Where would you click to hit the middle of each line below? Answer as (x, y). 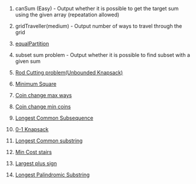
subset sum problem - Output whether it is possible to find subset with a (102, 55)
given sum (28, 61)
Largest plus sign (36, 163)
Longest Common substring (49, 141)
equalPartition (32, 44)
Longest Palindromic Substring (52, 175)
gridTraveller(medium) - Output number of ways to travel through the (99, 26)
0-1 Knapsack (32, 129)
